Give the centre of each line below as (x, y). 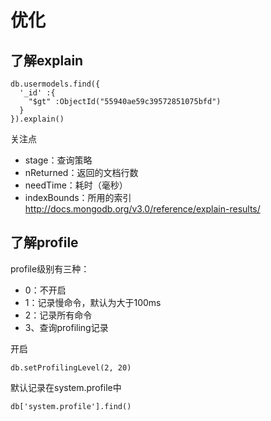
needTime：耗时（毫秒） (76, 185)
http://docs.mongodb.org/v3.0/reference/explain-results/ (142, 209)
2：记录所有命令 (58, 315)
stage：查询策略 (58, 160)
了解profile (44, 242)
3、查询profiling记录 (66, 327)
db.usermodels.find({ (55, 84)
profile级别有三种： (50, 268)
